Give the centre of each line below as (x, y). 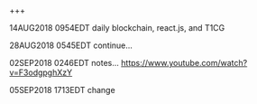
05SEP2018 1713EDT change (62, 90)
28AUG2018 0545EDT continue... (71, 45)
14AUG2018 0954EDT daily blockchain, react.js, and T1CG (117, 28)
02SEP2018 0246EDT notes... (64, 63)
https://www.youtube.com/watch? (184, 63)
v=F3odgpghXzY (41, 72)
